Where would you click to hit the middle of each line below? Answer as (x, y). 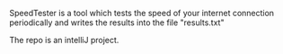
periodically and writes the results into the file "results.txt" (117, 22)
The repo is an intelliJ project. (64, 40)
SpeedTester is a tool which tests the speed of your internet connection (142, 13)
